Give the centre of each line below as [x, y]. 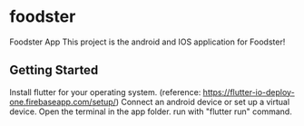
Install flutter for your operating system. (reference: [105, 92]
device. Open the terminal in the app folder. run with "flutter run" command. [151, 111]
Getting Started [54, 70]
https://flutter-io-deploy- [249, 92]
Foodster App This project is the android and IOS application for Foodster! [147, 42]
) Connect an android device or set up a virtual [203, 102]
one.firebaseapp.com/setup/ [63, 102]
